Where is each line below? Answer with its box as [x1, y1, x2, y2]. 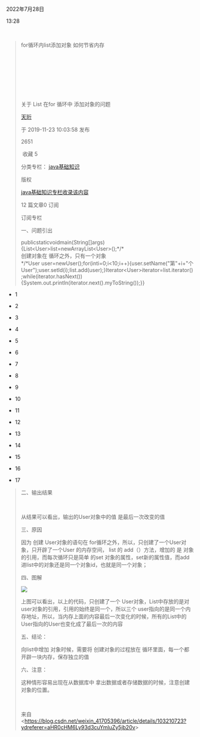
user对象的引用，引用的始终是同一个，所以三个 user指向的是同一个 [20, 605, 186, 612]
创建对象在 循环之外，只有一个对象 [20, 252, 106, 259]
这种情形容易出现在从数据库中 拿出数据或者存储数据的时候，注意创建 [20, 679, 190, 685]
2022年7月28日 [6, 5, 45, 13]
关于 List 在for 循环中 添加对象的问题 [20, 101, 111, 107]
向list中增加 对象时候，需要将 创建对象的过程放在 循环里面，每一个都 [20, 646, 190, 653]
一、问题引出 [20, 227, 53, 234]
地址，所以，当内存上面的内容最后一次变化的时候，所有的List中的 [26, 613, 187, 620]
